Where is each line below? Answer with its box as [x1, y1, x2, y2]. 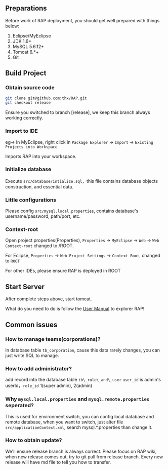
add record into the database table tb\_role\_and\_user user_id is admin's [5, 377, 161, 383]
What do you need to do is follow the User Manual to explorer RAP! [5, 306, 145, 312]
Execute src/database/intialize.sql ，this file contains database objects [5, 178, 158, 184]
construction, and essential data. [5, 183, 73, 189]
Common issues [5, 320, 58, 329]
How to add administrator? [5, 365, 72, 372]
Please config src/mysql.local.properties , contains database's [5, 208, 139, 214]
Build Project [5, 69, 47, 77]
